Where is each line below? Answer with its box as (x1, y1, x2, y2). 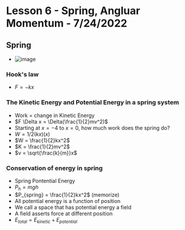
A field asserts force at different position (14, 210, 113, 217)
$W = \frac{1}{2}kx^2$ (14, 136, 70, 144)
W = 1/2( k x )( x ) (14, 131, 50, 138)
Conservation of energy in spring (6, 164, 103, 172)
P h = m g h (14, 184, 39, 192)
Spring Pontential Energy (14, 177, 75, 184)
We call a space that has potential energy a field (14, 204, 131, 211)
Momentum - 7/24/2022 (6, 16, 128, 30)
